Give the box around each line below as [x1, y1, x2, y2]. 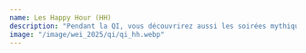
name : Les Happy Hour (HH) [9, 13, 112, 22]
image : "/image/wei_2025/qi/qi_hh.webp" [9, 30, 166, 39]
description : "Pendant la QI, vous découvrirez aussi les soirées [9, 22, 267, 31]
